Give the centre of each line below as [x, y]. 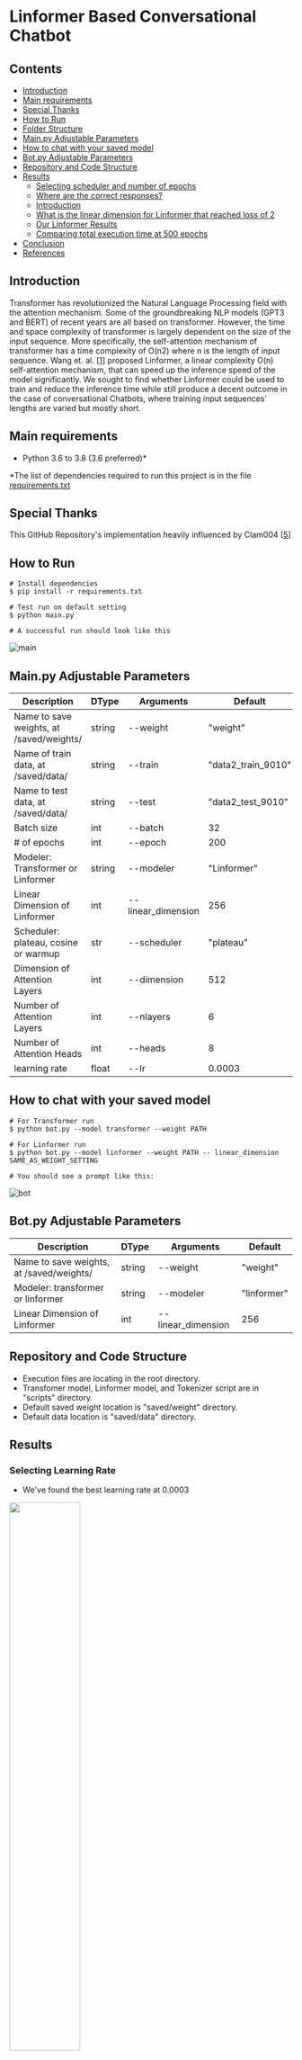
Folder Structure [53, 129]
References [44, 253]
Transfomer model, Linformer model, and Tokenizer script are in [141, 1388]
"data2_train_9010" [250, 765]
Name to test [41, 791]
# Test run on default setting [68, 608]
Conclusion [43, 243]
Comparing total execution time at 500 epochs [122, 234]
